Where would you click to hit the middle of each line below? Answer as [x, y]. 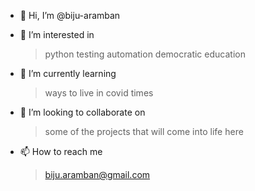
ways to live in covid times [99, 93]
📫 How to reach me [61, 151]
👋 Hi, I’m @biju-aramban [70, 15]
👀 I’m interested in [57, 34]
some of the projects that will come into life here [144, 131]
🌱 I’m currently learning [68, 73]
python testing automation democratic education [145, 54]
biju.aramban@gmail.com [97, 174]
